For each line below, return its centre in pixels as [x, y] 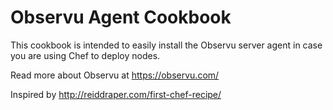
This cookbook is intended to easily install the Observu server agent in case [166, 45]
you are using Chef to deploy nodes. [85, 55]
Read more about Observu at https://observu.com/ [115, 75]
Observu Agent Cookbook [121, 17]
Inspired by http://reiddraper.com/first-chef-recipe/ [116, 94]
